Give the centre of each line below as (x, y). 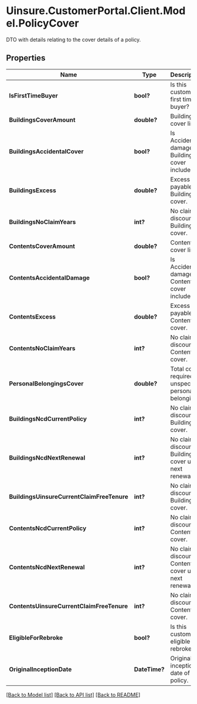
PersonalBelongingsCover (46, 383)
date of (180, 673)
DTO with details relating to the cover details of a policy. (74, 39)
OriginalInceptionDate (40, 669)
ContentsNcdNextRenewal (47, 567)
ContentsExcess (33, 317)
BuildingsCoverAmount (42, 120)
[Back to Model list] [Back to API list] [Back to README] (73, 695)
